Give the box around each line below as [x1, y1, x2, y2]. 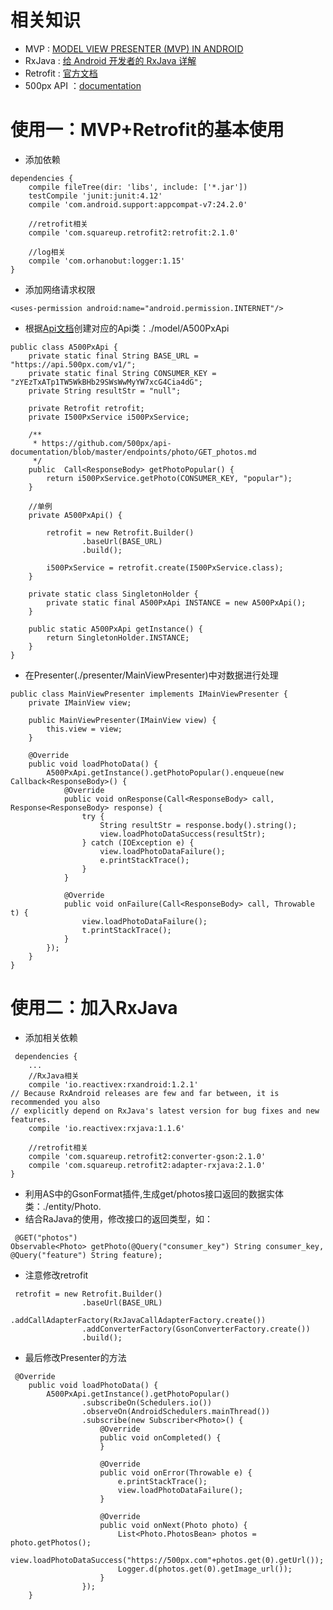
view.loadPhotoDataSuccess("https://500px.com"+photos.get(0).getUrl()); [10, 1555, 325, 1565]
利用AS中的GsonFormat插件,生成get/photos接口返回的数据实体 [24, 1187, 285, 1200]
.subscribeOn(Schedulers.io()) [81, 1397, 213, 1408]
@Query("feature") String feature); [10, 1250, 163, 1260]
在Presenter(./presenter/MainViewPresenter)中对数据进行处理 [24, 669, 279, 681]
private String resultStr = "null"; [28, 386, 182, 396]
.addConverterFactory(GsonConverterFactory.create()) [81, 1324, 311, 1334]
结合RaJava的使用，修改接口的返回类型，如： [24, 1212, 213, 1225]
